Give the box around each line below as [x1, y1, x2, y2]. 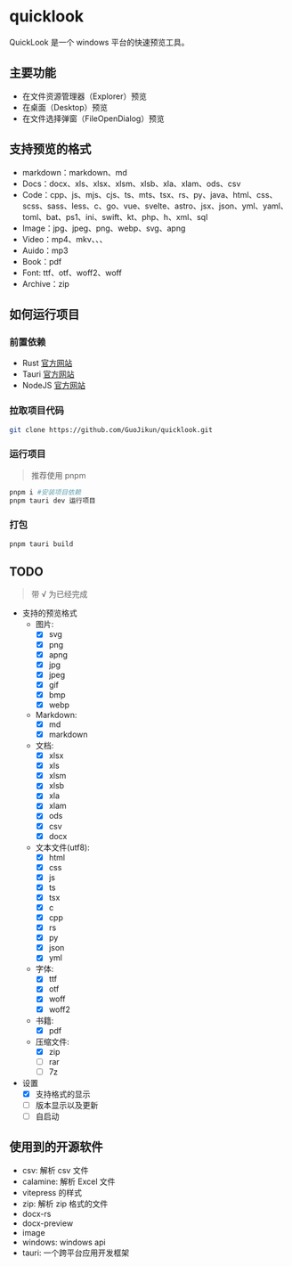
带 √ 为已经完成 [30, 589, 88, 600]
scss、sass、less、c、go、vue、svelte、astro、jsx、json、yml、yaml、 [21, 200, 288, 211]
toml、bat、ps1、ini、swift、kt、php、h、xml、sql [21, 211, 208, 222]
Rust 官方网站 [21, 358, 73, 369]
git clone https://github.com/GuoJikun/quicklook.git [9, 425, 214, 434]
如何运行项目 [9, 306, 80, 322]
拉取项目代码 [9, 404, 65, 417]
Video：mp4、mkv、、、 [21, 233, 108, 244]
